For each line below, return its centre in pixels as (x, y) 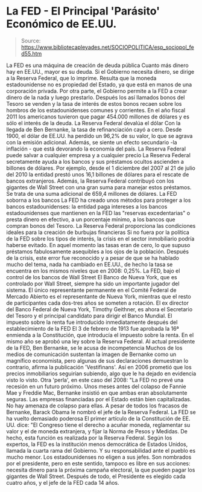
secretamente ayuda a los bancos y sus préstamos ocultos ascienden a (95, 161)
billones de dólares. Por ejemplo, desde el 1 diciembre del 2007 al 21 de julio (101, 168)
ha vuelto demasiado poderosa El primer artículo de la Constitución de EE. (99, 418)
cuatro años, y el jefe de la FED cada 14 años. (63, 482)
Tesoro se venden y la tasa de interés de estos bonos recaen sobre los (94, 103)
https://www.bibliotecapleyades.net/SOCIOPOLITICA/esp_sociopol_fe (107, 47)
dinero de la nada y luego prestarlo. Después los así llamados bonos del (96, 97)
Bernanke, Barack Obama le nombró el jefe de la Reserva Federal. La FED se (101, 412)
